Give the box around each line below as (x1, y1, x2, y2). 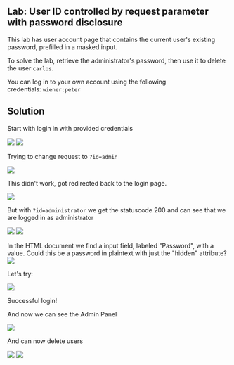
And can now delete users (7, 337, 83, 345)
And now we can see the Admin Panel (7, 309, 117, 319)
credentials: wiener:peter (7, 84, 81, 94)
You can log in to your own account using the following (7, 77, 167, 86)
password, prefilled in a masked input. (7, 42, 118, 51)
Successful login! (7, 296, 58, 305)
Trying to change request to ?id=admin (7, 152, 118, 160)
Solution (7, 105, 45, 117)
